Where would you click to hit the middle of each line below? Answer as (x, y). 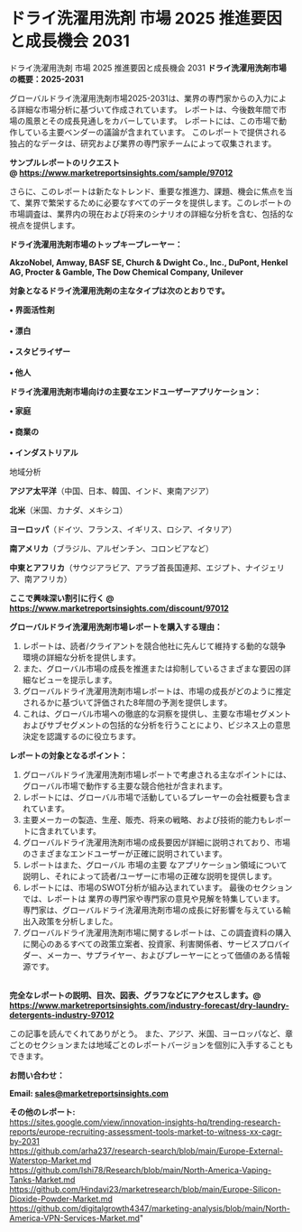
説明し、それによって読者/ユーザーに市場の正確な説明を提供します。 (150, 875)
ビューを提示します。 (78, 680)
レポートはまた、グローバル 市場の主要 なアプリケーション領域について (155, 865)
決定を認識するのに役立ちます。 (82, 736)
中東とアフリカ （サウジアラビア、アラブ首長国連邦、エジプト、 (128, 567)
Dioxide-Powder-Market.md (61, 1199)
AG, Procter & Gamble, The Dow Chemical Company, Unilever (126, 272)
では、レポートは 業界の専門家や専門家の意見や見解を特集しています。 (153, 898)
